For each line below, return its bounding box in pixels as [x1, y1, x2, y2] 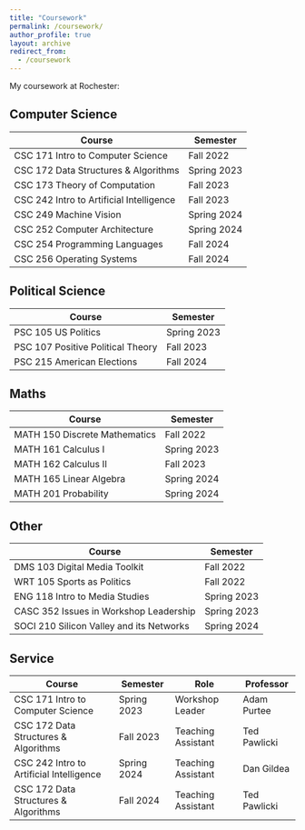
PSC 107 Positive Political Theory [14, 340, 158, 353]
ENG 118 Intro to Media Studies [14, 590, 150, 603]
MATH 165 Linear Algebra [14, 473, 126, 485]
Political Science [9, 284, 106, 299]
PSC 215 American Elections [14, 355, 138, 368]
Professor [244, 678, 289, 691]
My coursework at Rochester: [9, 81, 120, 91]
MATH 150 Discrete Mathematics [14, 428, 157, 441]
